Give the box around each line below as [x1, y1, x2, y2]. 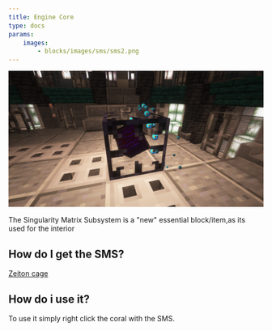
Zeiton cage [8, 269, 49, 278]
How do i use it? [8, 292, 91, 306]
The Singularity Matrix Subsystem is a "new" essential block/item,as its [8, 215, 245, 225]
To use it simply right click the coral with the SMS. [8, 313, 176, 323]
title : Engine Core [8, 13, 74, 21]
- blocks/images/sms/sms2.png [37, 47, 139, 56]
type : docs [8, 21, 45, 30]
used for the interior [8, 223, 75, 234]
